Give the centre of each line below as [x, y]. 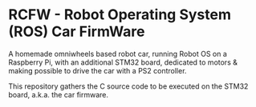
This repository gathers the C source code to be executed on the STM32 [128, 86]
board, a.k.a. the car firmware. [59, 94]
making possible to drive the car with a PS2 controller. [98, 70]
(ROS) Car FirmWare [77, 32]
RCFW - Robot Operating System [120, 15]
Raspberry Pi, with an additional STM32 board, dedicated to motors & [123, 62]
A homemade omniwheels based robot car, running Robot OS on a [118, 53]
